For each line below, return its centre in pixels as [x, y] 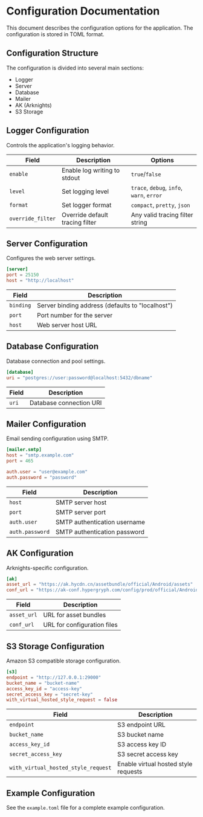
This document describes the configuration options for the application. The [100, 28]
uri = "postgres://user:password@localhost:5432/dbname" [79, 378]
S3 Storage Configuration [55, 646]
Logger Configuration [48, 131]
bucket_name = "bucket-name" [43, 683]
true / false [146, 174]
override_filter [33, 218]
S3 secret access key [148, 754]
